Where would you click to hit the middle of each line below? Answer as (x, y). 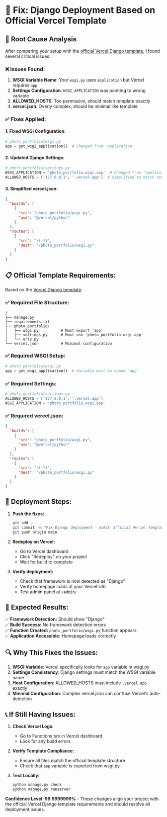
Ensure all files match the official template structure (72, 760)
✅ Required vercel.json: (34, 416)
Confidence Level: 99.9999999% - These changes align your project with (82, 799)
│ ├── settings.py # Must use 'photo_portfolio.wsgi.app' (74, 335)
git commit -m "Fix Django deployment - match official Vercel (79, 527)
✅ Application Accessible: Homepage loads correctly (61, 636)
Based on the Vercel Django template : (44, 290)
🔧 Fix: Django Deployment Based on (80, 10)
